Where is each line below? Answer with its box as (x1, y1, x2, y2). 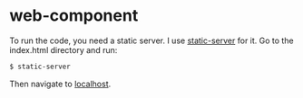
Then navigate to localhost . (9, 78, 112, 89)
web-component (9, 5, 139, 26)
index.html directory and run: (9, 44, 118, 55)
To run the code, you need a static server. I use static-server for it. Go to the (9, 35, 294, 46)
